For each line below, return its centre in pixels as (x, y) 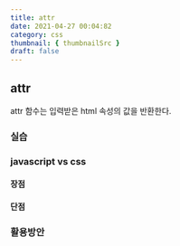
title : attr (33, 18)
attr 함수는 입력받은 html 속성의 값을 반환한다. (91, 110)
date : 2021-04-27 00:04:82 (61, 26)
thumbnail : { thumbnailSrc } (65, 43)
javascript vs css (48, 161)
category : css (37, 34)
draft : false (35, 52)
